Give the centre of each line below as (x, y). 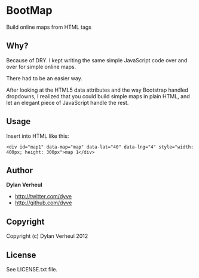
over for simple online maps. (41, 67)
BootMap (29, 10)
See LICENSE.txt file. (32, 269)
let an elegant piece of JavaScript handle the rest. (68, 102)
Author (19, 170)
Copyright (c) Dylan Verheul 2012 (47, 236)
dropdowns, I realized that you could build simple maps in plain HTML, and (98, 96)
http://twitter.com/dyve (43, 197)
